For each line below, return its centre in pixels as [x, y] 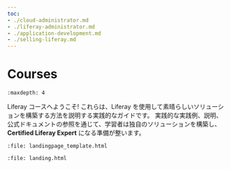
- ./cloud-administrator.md [48, 20]
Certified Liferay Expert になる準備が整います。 [76, 133]
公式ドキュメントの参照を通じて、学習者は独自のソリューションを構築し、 [114, 124]
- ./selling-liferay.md [42, 40]
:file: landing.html [37, 159]
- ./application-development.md [54, 33]
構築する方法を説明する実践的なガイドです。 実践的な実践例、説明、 [124, 115]
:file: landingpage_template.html [58, 146]
